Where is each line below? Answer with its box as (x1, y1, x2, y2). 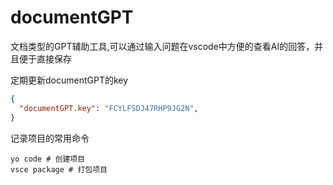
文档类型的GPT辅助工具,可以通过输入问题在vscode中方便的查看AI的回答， (10, 40, 315, 52)
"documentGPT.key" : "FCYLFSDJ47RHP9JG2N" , (19, 103, 199, 113)
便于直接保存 (18, 52, 72, 65)
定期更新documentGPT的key (10, 74, 129, 86)
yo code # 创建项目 (10, 154, 86, 164)
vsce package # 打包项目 (10, 164, 108, 175)
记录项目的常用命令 (10, 132, 90, 144)
